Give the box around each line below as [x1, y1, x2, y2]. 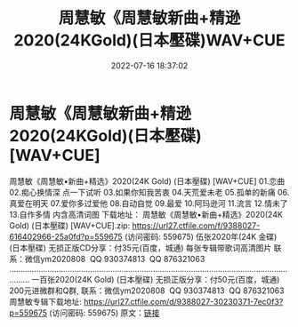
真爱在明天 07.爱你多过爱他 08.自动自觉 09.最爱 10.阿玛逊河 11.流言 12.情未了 [9, 197, 288, 209]
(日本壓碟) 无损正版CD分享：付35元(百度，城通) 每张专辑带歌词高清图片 [9, 242, 272, 253]
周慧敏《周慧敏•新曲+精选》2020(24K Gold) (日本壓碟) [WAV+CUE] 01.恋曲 [9, 175, 286, 187]
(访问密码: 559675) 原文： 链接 [48, 307, 160, 318]
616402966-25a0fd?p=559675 [9, 231, 123, 242]
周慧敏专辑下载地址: [9, 296, 83, 307]
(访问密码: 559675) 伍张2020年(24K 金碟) [124, 231, 278, 242]
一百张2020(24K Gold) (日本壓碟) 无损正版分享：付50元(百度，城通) [31, 274, 280, 284]
